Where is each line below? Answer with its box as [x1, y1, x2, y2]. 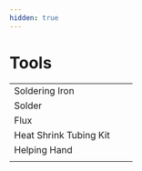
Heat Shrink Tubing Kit [14, 128, 111, 141]
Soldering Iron [14, 84, 75, 96]
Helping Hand [14, 143, 73, 156]
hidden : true [9, 13, 59, 23]
